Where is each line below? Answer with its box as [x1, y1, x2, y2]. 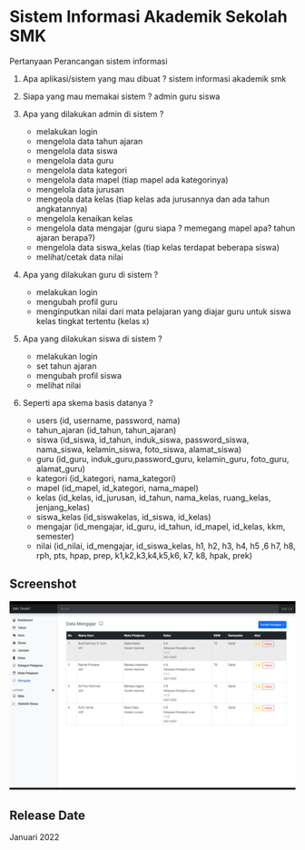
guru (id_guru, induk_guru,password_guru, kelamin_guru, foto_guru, [35, 453, 290, 464]
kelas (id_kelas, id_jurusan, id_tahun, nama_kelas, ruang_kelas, [35, 492, 271, 503]
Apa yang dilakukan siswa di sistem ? [22, 333, 162, 344]
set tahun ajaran [35, 361, 97, 371]
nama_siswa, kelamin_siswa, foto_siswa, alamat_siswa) [35, 443, 242, 455]
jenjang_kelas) [35, 501, 91, 512]
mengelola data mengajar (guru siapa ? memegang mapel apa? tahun [35, 222, 296, 233]
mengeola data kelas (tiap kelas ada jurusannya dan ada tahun [35, 193, 271, 204]
